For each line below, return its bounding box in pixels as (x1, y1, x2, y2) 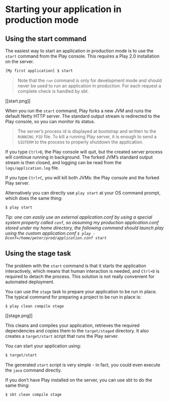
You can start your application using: (5, 343, 81, 349)
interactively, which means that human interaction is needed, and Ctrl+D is (5, 268, 160, 274)
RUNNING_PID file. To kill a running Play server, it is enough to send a (17, 133, 157, 139)
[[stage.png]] (5, 313, 33, 319)
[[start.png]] (5, 97, 31, 104)
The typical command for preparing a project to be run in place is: (5, 294, 142, 300)
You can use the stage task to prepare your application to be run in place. (5, 288, 157, 294)
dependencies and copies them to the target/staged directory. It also (5, 328, 149, 334)
